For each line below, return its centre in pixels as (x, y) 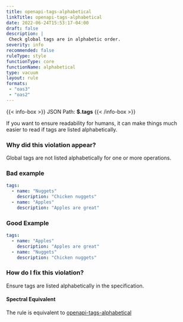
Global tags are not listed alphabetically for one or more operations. (89, 158)
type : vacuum (22, 73)
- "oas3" (20, 89)
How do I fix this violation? (45, 273)
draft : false (22, 28)
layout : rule (22, 78)
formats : (17, 84)
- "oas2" (20, 95)
